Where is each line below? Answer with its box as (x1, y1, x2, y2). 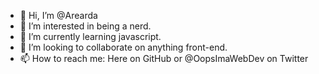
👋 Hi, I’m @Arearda (19, 10, 98, 21)
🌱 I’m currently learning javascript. (19, 31, 162, 42)
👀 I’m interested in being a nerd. (19, 20, 152, 32)
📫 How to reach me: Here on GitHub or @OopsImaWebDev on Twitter (19, 53, 309, 64)
